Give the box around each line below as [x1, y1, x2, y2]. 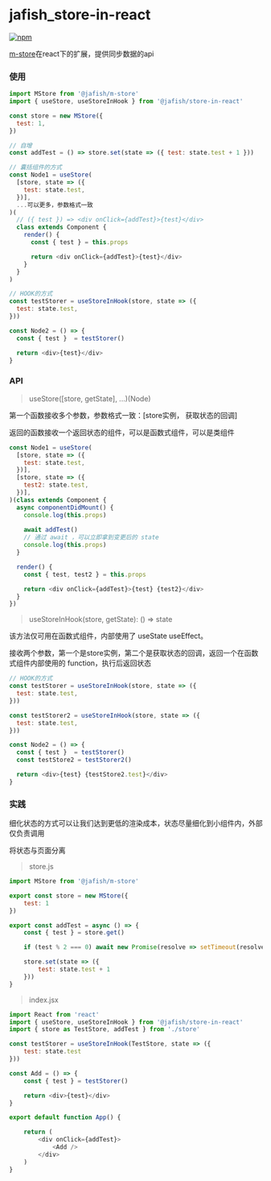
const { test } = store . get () [23, 929, 125, 937]
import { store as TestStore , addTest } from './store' [9, 1026, 200, 1034]
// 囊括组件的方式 [9, 164, 63, 172]
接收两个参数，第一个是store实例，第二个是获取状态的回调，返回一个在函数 [9, 649, 259, 658]
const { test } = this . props [30, 238, 129, 247]
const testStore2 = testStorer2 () [16, 756, 132, 765]
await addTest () [23, 526, 79, 534]
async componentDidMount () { [16, 503, 114, 512]
